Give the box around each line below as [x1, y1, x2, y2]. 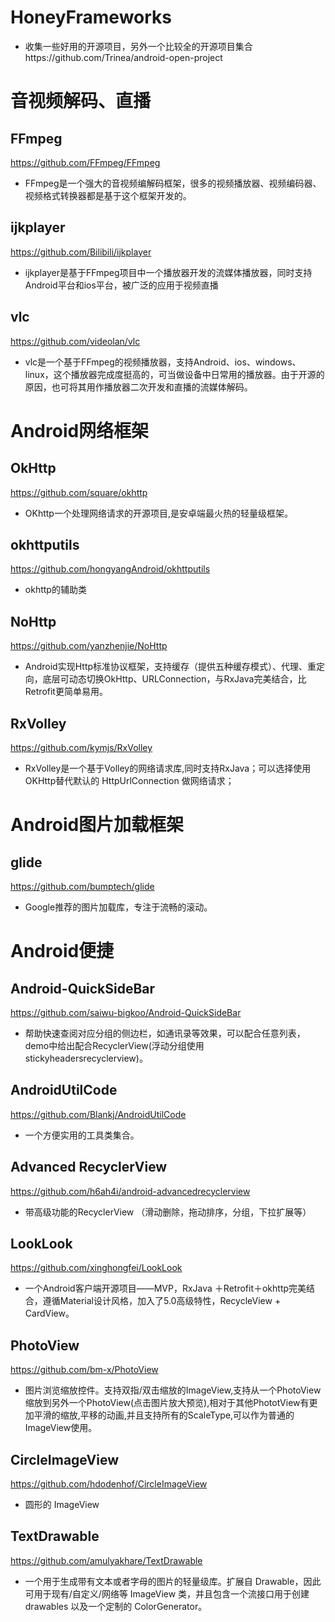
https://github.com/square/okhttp [10, 486, 148, 498]
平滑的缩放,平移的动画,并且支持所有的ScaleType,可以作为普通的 [33, 1409, 295, 1421]
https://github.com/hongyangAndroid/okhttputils [10, 563, 211, 575]
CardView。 [24, 1307, 75, 1320]
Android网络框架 [10, 419, 150, 442]
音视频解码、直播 [10, 90, 152, 113]
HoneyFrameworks [10, 6, 172, 29]
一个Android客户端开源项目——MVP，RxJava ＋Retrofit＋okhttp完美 [24, 1282, 307, 1295]
